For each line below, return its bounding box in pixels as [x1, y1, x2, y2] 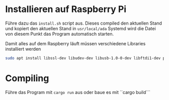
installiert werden [5, 46, 41, 52]
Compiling [5, 73, 49, 84]
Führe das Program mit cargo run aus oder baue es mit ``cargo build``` [5, 89, 151, 95]
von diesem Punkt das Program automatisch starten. [5, 31, 114, 37]
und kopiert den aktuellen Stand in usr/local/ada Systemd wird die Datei [5, 25, 156, 31]
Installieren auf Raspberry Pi [5, 4, 127, 15]
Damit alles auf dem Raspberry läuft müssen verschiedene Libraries [5, 40, 146, 46]
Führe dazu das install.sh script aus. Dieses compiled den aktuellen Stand [5, 20, 162, 26]
